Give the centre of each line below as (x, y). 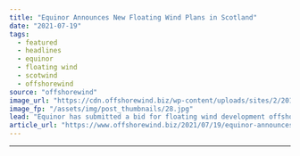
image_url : (29, 100)
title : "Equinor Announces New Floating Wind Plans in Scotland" (133, 17)
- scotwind (37, 76)
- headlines (40, 51)
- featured (37, 42)
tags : (19, 34)
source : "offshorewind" (54, 92)
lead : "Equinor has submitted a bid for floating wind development (137, 117)
